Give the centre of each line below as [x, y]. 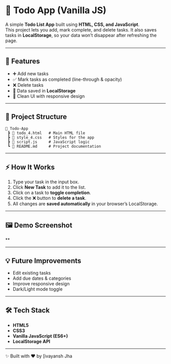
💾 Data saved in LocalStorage [44, 90]
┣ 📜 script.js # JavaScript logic [49, 142]
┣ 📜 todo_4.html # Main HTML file [46, 133]
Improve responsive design [41, 284]
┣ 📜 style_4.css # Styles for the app [51, 137]
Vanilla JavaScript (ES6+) [40, 336]
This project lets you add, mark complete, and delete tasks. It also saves [81, 29]
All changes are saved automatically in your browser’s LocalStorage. [85, 204]
